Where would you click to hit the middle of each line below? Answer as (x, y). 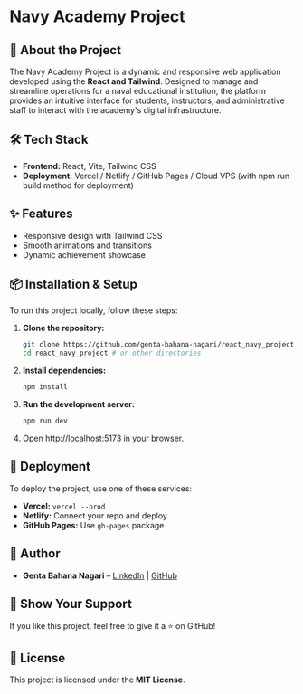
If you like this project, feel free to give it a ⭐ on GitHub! (113, 626)
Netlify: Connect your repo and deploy (95, 515)
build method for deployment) (78, 185)
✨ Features (41, 214)
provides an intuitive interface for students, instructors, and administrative (147, 100)
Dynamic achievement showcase (84, 254)
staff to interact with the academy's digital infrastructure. (115, 110)
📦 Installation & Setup (74, 285)
